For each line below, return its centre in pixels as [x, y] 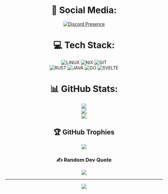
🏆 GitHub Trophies [84, 132]
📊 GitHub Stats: [84, 89]
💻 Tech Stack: [84, 45]
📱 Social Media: [84, 10]
